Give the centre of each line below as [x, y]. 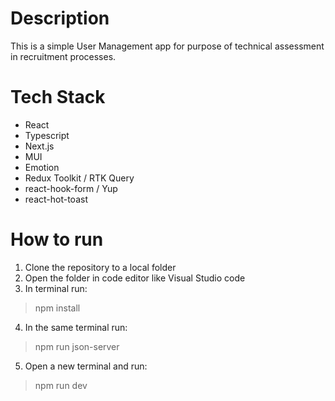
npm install [57, 308]
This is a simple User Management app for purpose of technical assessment [167, 46]
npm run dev [61, 385]
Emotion [42, 167]
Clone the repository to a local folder [100, 267]
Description [60, 18]
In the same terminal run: [76, 327]
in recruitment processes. [63, 56]
